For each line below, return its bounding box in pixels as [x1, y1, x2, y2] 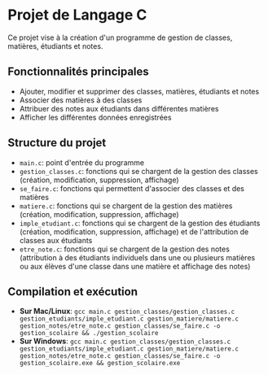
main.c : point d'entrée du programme [19, 157, 144, 168]
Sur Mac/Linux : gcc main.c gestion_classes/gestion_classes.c [19, 307, 235, 316]
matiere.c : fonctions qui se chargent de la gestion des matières [19, 201, 233, 211]
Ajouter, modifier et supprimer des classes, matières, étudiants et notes [19, 86, 260, 96]
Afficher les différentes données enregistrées [19, 112, 172, 122]
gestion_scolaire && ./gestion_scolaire [19, 329, 159, 338]
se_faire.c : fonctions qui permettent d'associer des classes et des [19, 183, 245, 193]
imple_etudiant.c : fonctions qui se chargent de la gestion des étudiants [19, 218, 261, 228]
